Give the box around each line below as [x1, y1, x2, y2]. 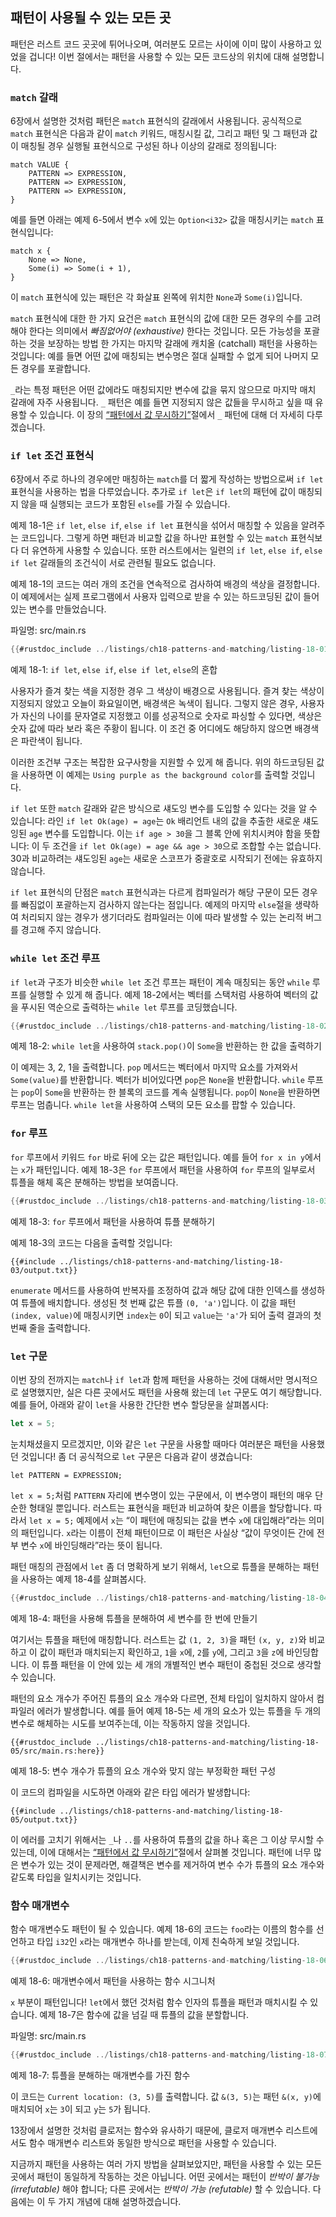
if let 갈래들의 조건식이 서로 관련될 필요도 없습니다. [10, 557, 217, 569]
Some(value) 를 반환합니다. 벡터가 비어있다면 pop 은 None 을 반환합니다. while [10, 1074, 305, 1086]
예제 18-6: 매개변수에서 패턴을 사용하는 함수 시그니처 [10, 1974, 216, 1987]
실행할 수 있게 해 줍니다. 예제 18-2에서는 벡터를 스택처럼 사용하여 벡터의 [28, 988, 308, 1000]
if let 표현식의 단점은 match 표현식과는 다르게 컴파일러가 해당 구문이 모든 [10, 886, 300, 898]
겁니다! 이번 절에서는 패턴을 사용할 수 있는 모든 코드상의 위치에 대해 [28, 50, 290, 62]
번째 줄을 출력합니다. [10, 1321, 91, 1333]
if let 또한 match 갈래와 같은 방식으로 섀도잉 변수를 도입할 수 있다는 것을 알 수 [10, 803, 318, 815]
